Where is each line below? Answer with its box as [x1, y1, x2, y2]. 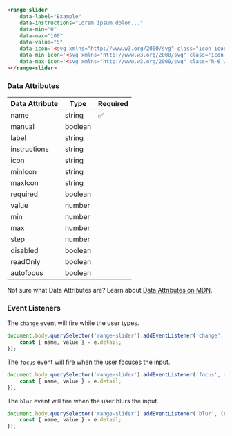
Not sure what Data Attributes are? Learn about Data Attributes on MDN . [7, 286, 213, 295]
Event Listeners [7, 303, 61, 313]
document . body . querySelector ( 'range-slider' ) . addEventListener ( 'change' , [7, 333, 224, 340]
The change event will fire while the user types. [7, 319, 139, 327]
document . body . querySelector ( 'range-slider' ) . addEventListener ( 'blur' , [7, 410, 217, 417]
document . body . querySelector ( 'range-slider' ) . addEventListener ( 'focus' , [7, 371, 221, 378]
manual [10, 122, 35, 132]
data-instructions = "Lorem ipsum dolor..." [19, 19, 144, 26]
